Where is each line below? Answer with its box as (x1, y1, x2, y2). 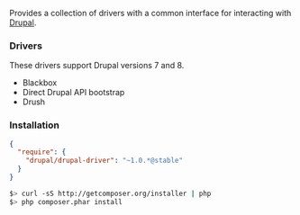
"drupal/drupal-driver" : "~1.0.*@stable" (25, 157, 183, 166)
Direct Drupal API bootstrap (22, 87, 125, 98)
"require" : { (17, 148, 67, 157)
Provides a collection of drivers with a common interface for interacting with (9, 8, 292, 18)
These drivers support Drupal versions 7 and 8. (9, 60, 185, 71)
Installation (9, 119, 60, 131)
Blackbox (22, 77, 58, 88)
